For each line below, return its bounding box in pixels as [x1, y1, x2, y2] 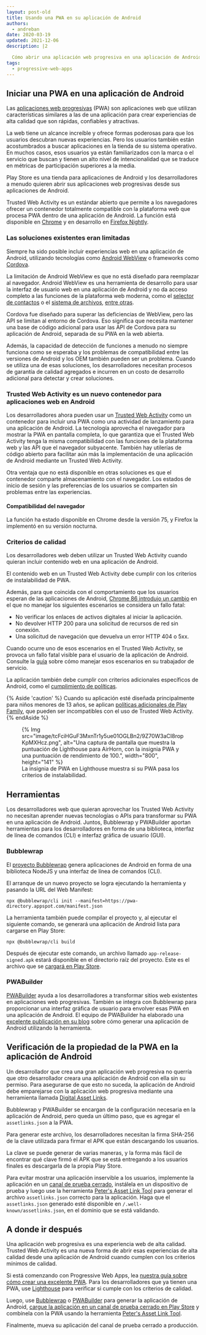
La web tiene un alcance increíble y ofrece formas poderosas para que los [6, 129, 194, 137]
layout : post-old [6, 9, 51, 15]
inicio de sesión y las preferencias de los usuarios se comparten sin [6, 482, 178, 489]
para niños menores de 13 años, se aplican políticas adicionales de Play [6, 701, 187, 709]
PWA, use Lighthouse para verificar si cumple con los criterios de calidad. [6, 1285, 193, 1292]
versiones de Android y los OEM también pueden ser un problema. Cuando [6, 355, 196, 362]
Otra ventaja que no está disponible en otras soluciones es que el [6, 468, 172, 476]
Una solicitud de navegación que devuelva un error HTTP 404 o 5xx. [15, 633, 189, 641]
